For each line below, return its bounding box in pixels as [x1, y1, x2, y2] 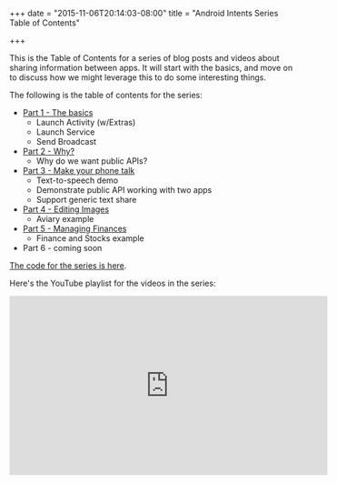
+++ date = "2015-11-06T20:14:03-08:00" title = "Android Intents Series [9, 8, 279, 18]
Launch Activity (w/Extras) [35, 117, 136, 127]
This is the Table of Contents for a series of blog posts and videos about [9, 53, 280, 63]
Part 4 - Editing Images [22, 204, 110, 215]
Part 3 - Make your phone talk [22, 166, 135, 176]
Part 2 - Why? [22, 146, 75, 156]
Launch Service [35, 126, 95, 137]
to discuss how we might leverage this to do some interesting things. [9, 72, 266, 83]
